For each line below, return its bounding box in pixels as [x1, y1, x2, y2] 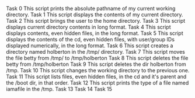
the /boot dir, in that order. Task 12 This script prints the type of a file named [6, 79, 189, 86]
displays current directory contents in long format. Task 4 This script [6, 23, 171, 30]
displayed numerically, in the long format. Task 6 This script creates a [6, 42, 173, 49]
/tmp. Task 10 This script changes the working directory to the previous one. [6, 67, 190, 73]
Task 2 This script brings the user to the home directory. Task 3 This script [6, 17, 186, 24]
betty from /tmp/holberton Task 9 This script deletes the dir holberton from [6, 61, 187, 68]
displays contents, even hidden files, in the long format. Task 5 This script [6, 30, 184, 37]
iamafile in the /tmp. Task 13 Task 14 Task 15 [6, 86, 113, 92]
